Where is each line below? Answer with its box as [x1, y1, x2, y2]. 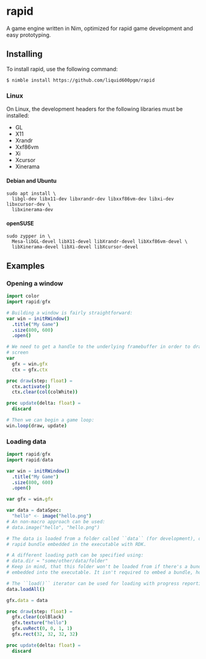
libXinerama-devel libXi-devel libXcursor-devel [12, 244, 139, 250]
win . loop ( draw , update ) [6, 423, 67, 429]
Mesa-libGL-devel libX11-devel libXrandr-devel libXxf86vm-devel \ [12, 238, 188, 245]
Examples [6, 260, 45, 271]
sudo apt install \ [6, 190, 56, 197]
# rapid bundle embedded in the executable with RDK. [6, 541, 147, 547]
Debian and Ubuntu [6, 177, 57, 184]
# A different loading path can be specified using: [6, 552, 144, 558]
